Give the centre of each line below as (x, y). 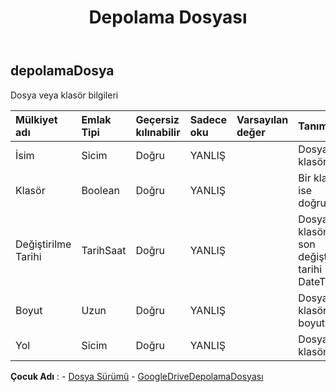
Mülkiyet (36, 119)
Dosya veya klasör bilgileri (64, 95)
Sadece (208, 119)
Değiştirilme (43, 244)
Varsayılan (262, 119)
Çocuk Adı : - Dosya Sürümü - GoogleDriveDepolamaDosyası (137, 376)
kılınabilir (158, 132)
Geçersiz (157, 119)
